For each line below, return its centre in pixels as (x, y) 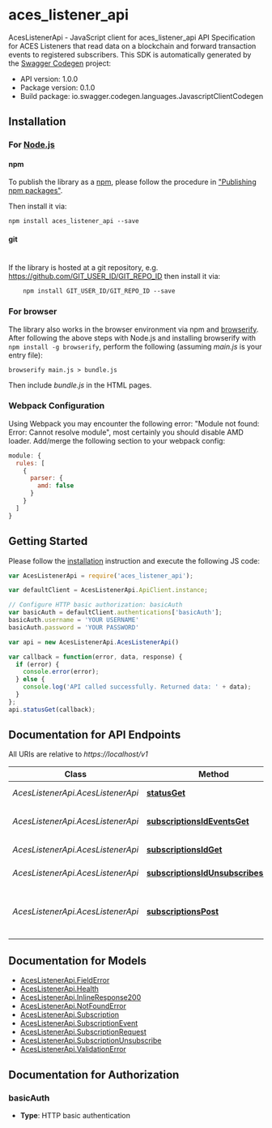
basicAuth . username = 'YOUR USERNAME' (74, 620)
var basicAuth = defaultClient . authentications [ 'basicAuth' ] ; (115, 613)
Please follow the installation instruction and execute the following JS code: (134, 560)
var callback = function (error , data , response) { (96, 657)
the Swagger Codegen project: (60, 63)
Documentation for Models (78, 961)
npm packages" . (36, 191)
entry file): (25, 355)
